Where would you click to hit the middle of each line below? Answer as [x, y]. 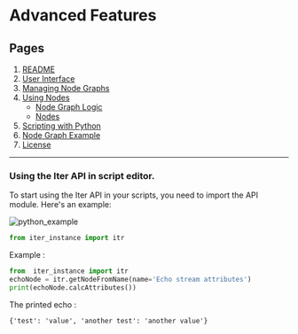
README [39, 69]
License [36, 144]
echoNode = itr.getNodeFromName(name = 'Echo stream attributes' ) [130, 280]
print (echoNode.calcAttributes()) [73, 287]
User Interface [48, 79]
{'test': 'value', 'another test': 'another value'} [109, 321]
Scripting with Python [62, 126]
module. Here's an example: [60, 205]
